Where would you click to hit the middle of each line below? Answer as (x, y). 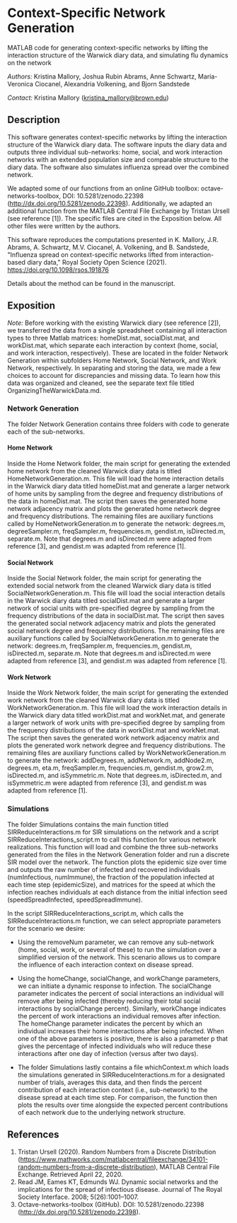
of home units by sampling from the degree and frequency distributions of (115, 494)
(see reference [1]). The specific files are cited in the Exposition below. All (114, 218)
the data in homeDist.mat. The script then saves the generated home (108, 501)
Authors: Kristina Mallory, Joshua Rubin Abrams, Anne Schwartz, (102, 76)
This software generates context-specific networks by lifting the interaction (117, 137)
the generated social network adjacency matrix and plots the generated (111, 624)
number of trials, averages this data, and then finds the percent (110, 1082)
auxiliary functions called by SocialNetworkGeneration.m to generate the (113, 638)
